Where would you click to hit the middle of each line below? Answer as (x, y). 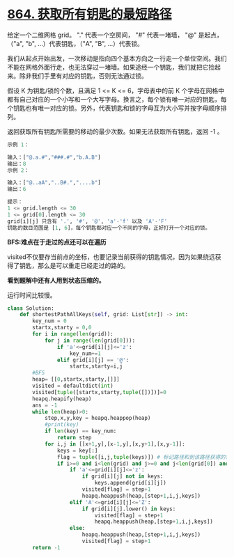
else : (77, 528)
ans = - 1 (45, 405)
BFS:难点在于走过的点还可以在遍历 (57, 242)
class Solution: (31, 308)
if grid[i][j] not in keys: (123, 477)
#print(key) (62, 425)
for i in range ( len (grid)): (73, 334)
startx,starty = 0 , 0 (62, 328)
